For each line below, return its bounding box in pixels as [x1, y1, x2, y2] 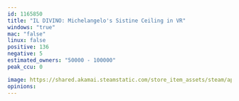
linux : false [7, 37, 46, 44]
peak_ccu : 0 [7, 63, 43, 70]
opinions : [7, 83, 37, 90]
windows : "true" [7, 23, 55, 31]
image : [7, 76, 27, 83]
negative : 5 [7, 51, 43, 58]
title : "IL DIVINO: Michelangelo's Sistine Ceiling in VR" [7, 17, 186, 24]
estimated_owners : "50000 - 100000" [7, 57, 116, 64]
